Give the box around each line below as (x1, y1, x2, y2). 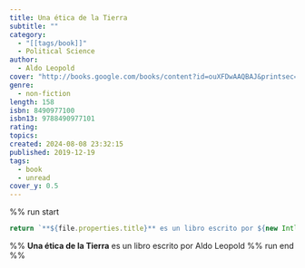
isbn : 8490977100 (9, 106, 75, 115)
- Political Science (17, 47, 95, 56)
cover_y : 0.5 (9, 182, 59, 191)
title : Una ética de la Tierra (9, 13, 128, 23)
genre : (9, 81, 34, 90)
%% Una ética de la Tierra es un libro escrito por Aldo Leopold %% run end (9, 241, 294, 251)
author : (9, 55, 39, 64)
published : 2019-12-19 (9, 148, 95, 157)
